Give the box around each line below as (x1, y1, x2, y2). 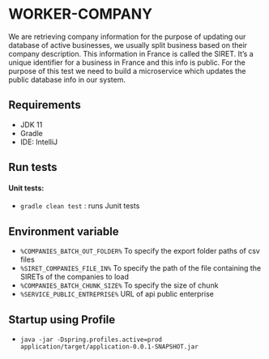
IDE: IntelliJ (19, 137, 58, 147)
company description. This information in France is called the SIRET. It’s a (8, 49, 254, 58)
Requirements (8, 98, 81, 112)
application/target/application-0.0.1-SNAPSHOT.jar (19, 342, 199, 351)
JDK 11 (19, 119, 43, 130)
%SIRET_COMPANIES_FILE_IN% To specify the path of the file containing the (19, 263, 262, 273)
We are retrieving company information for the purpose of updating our (8, 32, 246, 41)
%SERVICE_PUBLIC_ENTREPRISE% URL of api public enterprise (19, 289, 215, 299)
